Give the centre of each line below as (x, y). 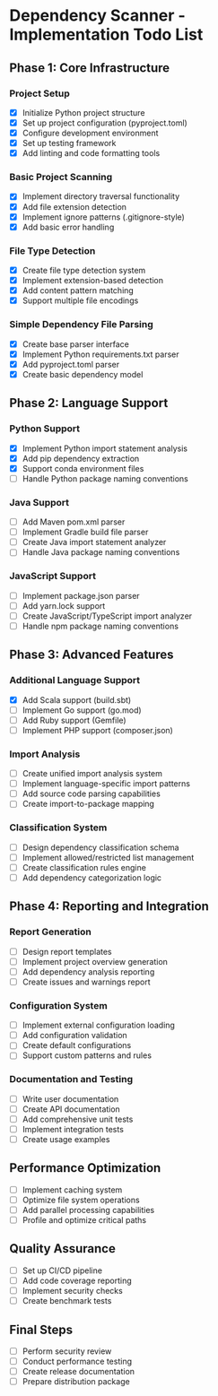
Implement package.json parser (81, 595)
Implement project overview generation (95, 961)
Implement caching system (72, 1190)
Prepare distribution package (76, 1382)
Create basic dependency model (83, 374)
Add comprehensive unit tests (78, 1119)
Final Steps (41, 1329)
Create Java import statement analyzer (94, 542)
